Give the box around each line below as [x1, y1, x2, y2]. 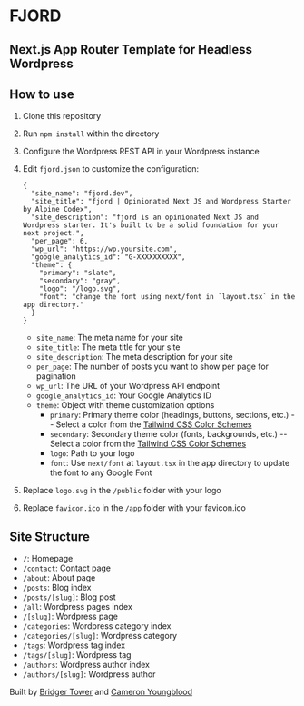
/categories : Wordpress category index [22, 621, 172, 631]
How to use [9, 86, 74, 102]
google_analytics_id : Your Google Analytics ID [35, 390, 211, 401]
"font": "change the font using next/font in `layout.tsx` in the [39, 293, 296, 302]
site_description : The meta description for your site [35, 352, 233, 363]
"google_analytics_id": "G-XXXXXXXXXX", [31, 253, 186, 262]
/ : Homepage [22, 553, 74, 564]
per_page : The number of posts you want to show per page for [35, 361, 270, 373]
